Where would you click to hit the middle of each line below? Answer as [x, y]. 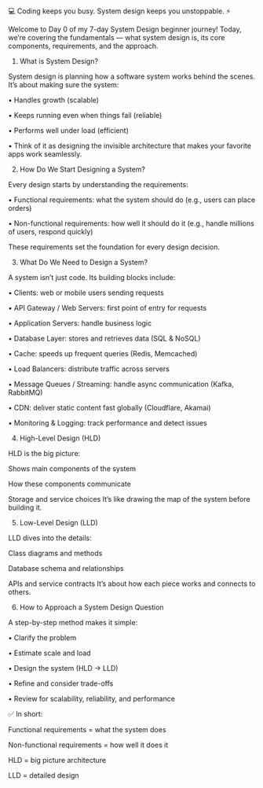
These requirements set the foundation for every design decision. [114, 247]
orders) [20, 208]
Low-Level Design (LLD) [58, 523]
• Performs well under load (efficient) [69, 131]
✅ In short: [26, 714]
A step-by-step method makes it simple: [73, 622]
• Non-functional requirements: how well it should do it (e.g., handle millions [131, 223]
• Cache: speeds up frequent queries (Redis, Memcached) [103, 353]
